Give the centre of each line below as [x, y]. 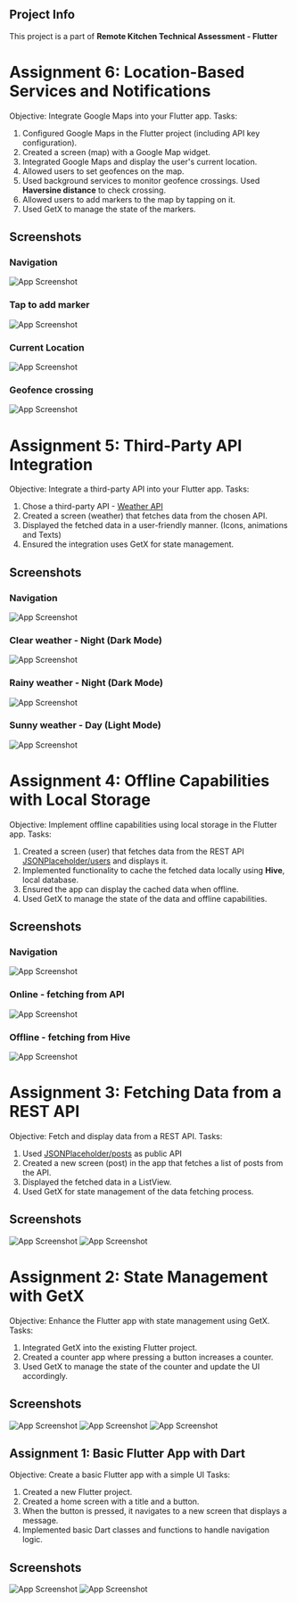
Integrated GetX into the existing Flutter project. [110, 1347]
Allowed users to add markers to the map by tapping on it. [129, 199]
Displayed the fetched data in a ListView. [97, 1182]
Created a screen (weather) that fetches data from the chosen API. [144, 516]
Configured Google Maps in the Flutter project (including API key [141, 133]
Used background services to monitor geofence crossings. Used [141, 180]
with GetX [47, 1296]
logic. [32, 1540]
